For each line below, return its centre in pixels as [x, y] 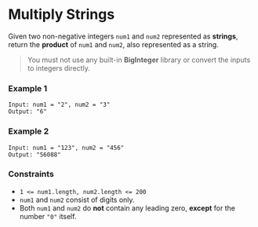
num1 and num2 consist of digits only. [77, 200]
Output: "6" [27, 112]
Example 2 [29, 131]
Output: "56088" [35, 155]
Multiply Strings [62, 15]
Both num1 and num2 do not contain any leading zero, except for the [127, 208]
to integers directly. [58, 68]
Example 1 [28, 88]
